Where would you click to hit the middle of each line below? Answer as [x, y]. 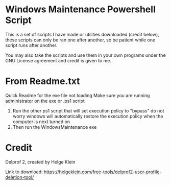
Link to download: [24, 172]
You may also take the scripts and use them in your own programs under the [86, 55]
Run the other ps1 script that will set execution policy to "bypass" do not [88, 110]
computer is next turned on [41, 122]
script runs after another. [31, 45]
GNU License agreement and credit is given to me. [58, 60]
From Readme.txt [43, 82]
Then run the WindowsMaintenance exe [55, 127]
